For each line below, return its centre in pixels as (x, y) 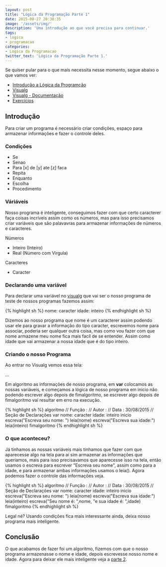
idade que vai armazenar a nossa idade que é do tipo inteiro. (67, 342)
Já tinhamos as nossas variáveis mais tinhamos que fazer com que (74, 449)
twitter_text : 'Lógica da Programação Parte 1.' (56, 56)
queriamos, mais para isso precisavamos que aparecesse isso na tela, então (83, 460)
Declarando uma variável (36, 285)
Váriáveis (17, 202)
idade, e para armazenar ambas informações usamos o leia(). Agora (75, 470)
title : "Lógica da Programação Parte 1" (48, 14)
